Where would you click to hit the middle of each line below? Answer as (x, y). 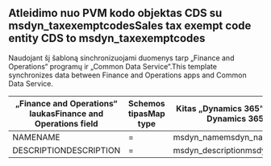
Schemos (146, 103)
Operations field (67, 123)
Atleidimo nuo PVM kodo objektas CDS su (115, 13)
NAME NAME (36, 137)
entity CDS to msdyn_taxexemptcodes (107, 38)
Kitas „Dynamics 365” (220, 108)
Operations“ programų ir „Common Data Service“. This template (113, 66)
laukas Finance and (67, 114)
